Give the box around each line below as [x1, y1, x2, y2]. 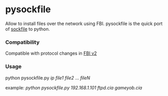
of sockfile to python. [5, 26, 50, 32]
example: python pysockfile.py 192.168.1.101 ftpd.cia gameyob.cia [5, 84, 143, 90]
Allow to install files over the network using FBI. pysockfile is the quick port [5, 20, 163, 27]
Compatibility [5, 38, 40, 45]
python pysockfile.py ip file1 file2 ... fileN [5, 75, 91, 81]
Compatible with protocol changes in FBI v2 [5, 50, 97, 57]
